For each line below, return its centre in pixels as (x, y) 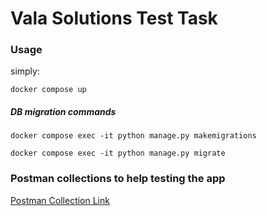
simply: (25, 71)
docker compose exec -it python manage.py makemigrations (133, 136)
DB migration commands (63, 112)
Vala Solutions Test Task (114, 18)
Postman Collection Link (60, 200)
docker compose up (48, 90)
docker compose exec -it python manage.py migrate (118, 153)
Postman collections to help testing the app (118, 179)
